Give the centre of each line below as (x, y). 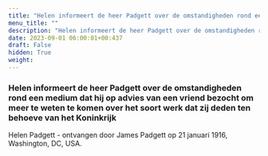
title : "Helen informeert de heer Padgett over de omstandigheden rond (130, 16)
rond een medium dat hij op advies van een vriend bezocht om (131, 98)
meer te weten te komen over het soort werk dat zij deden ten (130, 107)
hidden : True (30, 53)
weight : (21, 60)
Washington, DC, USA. (45, 143)
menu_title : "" (33, 23)
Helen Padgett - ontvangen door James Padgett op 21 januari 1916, (118, 135)
